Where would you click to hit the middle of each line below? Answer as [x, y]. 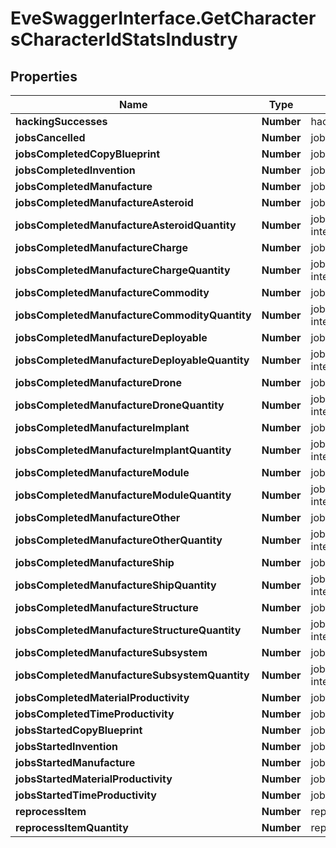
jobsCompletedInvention [75, 170]
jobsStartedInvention [66, 746]
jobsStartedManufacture [75, 762]
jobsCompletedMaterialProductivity [102, 697]
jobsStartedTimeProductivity [86, 795]
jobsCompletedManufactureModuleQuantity [123, 495]
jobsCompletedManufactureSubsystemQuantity [132, 675]
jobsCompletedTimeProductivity [95, 714]
